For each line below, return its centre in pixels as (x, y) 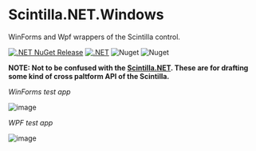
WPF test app (31, 122)
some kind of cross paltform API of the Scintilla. (89, 76)
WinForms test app (39, 91)
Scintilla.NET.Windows (86, 15)
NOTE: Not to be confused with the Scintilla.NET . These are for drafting (128, 68)
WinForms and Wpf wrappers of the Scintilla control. (95, 37)
